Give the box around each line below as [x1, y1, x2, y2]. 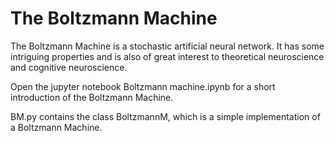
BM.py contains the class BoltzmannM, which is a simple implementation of [10, 110, 321, 122]
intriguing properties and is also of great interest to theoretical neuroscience [10, 50, 325, 62]
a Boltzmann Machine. [10, 121, 103, 133]
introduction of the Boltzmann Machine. [10, 91, 174, 103]
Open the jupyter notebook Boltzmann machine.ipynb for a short [10, 80, 276, 92]
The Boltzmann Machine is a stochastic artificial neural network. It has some [10, 40, 325, 52]
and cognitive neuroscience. [10, 61, 128, 73]
